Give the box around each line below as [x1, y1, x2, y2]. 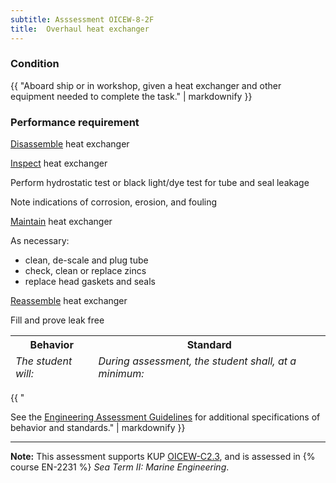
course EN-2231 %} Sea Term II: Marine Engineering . [10, 461, 230, 473]
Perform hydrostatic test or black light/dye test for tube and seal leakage [10, 177, 310, 189]
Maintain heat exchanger [10, 216, 113, 228]
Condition [10, 57, 60, 71]
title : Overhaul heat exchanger [10, 24, 150, 34]
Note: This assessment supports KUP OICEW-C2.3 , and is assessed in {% [10, 451, 316, 463]
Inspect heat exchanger [10, 157, 108, 170]
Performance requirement [10, 115, 140, 129]
